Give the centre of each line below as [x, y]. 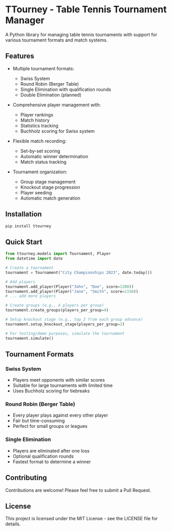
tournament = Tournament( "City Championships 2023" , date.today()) [79, 272]
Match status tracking [43, 162]
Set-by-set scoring [40, 151]
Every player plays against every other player [60, 415]
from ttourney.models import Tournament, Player [58, 254]
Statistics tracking [39, 125]
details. [13, 524]
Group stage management [48, 182]
